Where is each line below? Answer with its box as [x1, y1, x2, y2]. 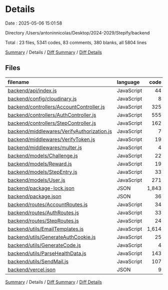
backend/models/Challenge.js [7, 152, 78, 159]
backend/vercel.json [7, 266, 56, 273]
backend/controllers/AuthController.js [7, 111, 96, 118]
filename [7, 79, 29, 86]
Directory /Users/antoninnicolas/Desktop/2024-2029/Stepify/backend [5, 30, 150, 36]
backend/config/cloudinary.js [7, 95, 77, 102]
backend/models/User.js [7, 176, 65, 183]
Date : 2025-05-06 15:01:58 [5, 20, 62, 26]
